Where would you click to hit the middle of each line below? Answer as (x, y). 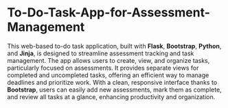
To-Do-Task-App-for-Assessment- (109, 13)
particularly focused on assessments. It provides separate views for (103, 68)
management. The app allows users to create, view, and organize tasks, (109, 60)
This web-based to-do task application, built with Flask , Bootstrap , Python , (114, 46)
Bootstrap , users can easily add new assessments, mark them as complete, (114, 90)
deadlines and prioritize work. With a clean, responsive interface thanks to (112, 82)
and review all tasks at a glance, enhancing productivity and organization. (111, 96)
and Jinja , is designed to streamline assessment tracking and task (101, 53)
